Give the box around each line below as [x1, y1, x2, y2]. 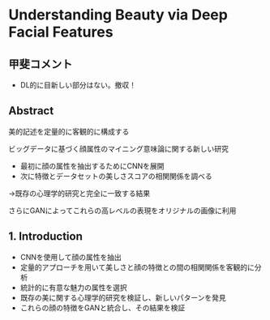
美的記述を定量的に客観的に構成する [8, 126, 130, 136]
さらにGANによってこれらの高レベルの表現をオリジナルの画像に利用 [8, 205, 237, 215]
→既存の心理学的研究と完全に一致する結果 [8, 188, 151, 198]
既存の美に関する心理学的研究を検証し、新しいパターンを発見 [19, 292, 227, 302]
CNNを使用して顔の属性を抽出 [19, 252, 122, 262]
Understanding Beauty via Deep [8, 6, 229, 24]
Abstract [8, 104, 54, 118]
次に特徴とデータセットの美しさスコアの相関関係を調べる [19, 171, 212, 181]
